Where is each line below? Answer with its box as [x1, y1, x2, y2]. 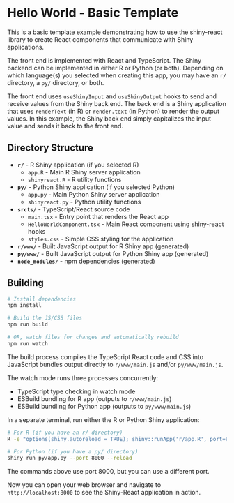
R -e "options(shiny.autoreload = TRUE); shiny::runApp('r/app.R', [7, 435, 208, 442]
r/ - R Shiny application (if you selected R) [17, 160, 139, 169]
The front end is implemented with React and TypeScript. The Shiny [7, 56, 202, 64]
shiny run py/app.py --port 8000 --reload [7, 455, 132, 462]
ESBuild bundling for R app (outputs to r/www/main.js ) [17, 394, 172, 403]
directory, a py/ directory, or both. [7, 78, 104, 87]
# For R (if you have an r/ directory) [7, 429, 123, 436]
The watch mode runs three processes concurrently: [7, 373, 159, 382]
